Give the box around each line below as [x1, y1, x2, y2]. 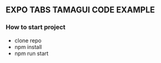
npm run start [14, 50, 49, 57]
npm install [14, 43, 42, 50]
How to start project [5, 23, 66, 31]
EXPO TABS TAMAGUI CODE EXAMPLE [5, 5, 156, 15]
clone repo [14, 36, 42, 44]
